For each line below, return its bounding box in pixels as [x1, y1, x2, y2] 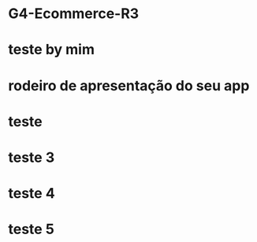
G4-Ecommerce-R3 [8, 5, 140, 23]
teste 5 [8, 221, 55, 238]
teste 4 [8, 185, 55, 203]
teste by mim [8, 41, 95, 59]
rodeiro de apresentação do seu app [8, 76, 250, 94]
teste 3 [8, 148, 55, 166]
